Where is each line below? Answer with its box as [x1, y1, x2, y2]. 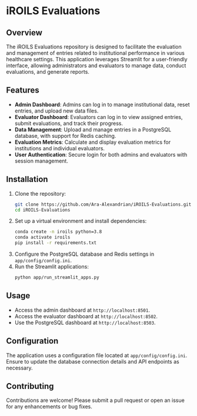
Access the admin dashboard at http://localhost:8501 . [14, 306, 150, 313]
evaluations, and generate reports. [6, 68, 90, 75]
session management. [14, 157, 69, 164]
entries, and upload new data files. [14, 107, 99, 114]
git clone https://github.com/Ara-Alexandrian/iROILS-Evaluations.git [14, 202, 192, 207]
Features [6, 85, 39, 95]
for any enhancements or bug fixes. [6, 403, 93, 410]
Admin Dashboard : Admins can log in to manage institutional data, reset [14, 101, 190, 108]
